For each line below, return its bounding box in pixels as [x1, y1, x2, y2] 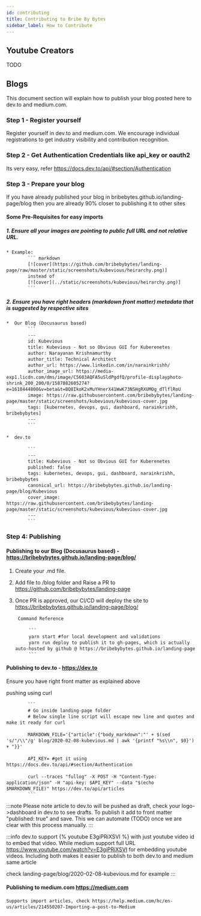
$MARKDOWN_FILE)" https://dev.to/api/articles [6, 786, 125, 792]
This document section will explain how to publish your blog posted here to [6, 95, 192, 102]
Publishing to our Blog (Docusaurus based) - [6, 547, 120, 554]
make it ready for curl [6, 720, 66, 726]
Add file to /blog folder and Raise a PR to [14, 578, 116, 586]
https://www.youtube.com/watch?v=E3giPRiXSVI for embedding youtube [6, 846, 187, 853]
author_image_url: [28, 368, 74, 375]
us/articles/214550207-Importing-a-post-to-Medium [6, 904, 136, 910]
